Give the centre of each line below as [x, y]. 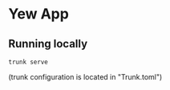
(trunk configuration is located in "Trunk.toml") [85, 77]
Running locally [48, 44]
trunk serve [28, 62]
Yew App [39, 14]
